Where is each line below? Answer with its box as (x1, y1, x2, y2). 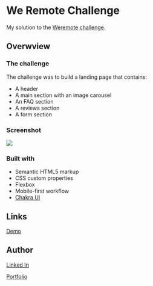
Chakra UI (15, 194, 41, 201)
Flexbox (15, 181, 35, 188)
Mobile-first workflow (15, 187, 70, 195)
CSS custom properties (15, 175, 74, 182)
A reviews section (15, 104, 60, 111)
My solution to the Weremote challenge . (6, 24, 106, 31)
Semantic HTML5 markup (15, 168, 79, 176)
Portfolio (6, 273, 28, 280)
